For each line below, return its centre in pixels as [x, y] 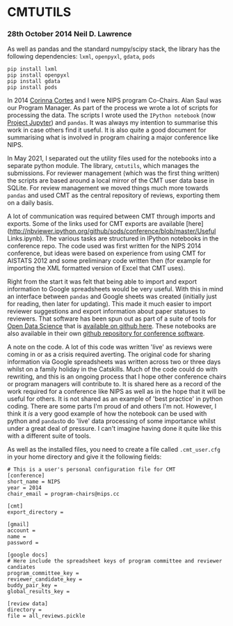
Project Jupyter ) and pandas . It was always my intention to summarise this [113, 123]
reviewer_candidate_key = [45, 579]
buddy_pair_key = [32, 586]
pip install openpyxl [39, 75]
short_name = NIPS [34, 482]
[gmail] [18, 525]
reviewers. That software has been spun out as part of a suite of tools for [112, 319]
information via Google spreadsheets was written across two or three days [114, 362]
